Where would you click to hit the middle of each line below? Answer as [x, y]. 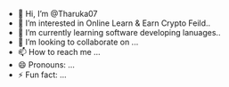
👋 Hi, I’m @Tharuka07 [57, 14]
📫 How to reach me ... [59, 52]
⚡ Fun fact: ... [42, 75]
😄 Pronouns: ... [46, 65]
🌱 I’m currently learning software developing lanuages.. [119, 32]
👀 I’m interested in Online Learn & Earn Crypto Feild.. [114, 23]
